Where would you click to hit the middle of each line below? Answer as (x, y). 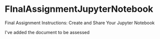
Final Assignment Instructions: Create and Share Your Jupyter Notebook (80, 23)
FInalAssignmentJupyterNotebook (79, 9)
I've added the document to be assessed (47, 32)
